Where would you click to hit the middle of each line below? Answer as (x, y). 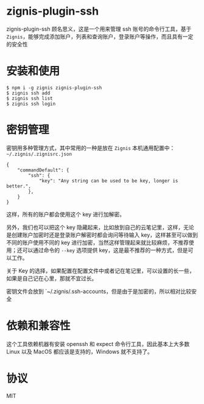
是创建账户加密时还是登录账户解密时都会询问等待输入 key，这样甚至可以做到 (102, 235)
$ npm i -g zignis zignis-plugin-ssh (54, 88)
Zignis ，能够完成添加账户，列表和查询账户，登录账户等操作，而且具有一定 (100, 36)
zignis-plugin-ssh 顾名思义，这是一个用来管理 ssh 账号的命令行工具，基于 (99, 29)
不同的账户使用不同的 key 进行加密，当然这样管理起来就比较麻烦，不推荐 (97, 242)
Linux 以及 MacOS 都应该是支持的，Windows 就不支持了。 (80, 352)
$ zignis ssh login (31, 104)
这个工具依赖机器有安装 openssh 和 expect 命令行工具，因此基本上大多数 (98, 344)
